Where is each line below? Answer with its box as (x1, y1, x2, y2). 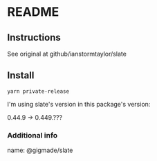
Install (7, 69, 35, 81)
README (7, 4, 59, 20)
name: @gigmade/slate (7, 146, 73, 155)
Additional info (7, 130, 58, 140)
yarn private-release (7, 87, 70, 95)
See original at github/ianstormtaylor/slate (7, 50, 127, 58)
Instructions (7, 32, 61, 43)
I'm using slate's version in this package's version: (7, 100, 151, 108)
